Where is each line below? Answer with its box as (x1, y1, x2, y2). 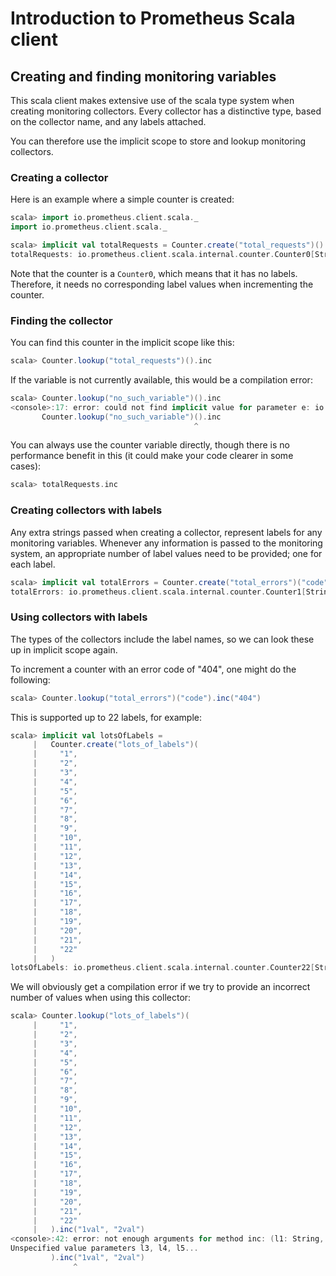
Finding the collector (10, 313, 113, 327)
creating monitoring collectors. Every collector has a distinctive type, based (10, 105, 322, 117)
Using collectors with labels (10, 610, 148, 624)
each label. (10, 558, 56, 570)
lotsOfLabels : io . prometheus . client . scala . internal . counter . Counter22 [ (10, 963, 315, 973)
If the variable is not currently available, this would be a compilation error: (10, 373, 313, 386)
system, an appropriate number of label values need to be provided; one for (10, 547, 323, 559)
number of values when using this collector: (10, 992, 192, 1004)
